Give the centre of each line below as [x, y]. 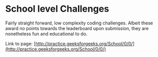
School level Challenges [57, 9]
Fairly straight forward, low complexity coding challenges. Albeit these [79, 23]
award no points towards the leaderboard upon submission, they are [77, 28]
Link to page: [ [20, 43]
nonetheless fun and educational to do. [46, 34]
